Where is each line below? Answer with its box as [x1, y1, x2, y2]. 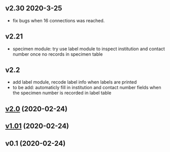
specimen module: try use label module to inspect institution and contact [12, 46, 165, 52]
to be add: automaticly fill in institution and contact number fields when [12, 85, 161, 91]
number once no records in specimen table [12, 51, 103, 57]
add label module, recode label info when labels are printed [12, 79, 137, 85]
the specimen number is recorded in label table [12, 90, 112, 96]
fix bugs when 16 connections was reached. [12, 17, 105, 23]
